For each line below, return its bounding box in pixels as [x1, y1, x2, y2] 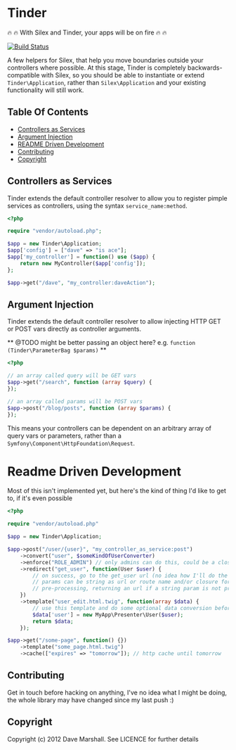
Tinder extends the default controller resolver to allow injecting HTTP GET [7, 317, 221, 326]
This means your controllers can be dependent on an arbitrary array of [7, 424, 212, 432]
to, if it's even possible [7, 494, 72, 502]
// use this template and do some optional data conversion [32, 604, 212, 611]
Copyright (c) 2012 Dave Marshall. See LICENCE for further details [7, 735, 199, 743]
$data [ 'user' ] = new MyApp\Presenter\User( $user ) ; [32, 611, 184, 618]
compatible [7, 70, 40, 79]
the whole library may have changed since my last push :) [7, 695, 174, 704]
